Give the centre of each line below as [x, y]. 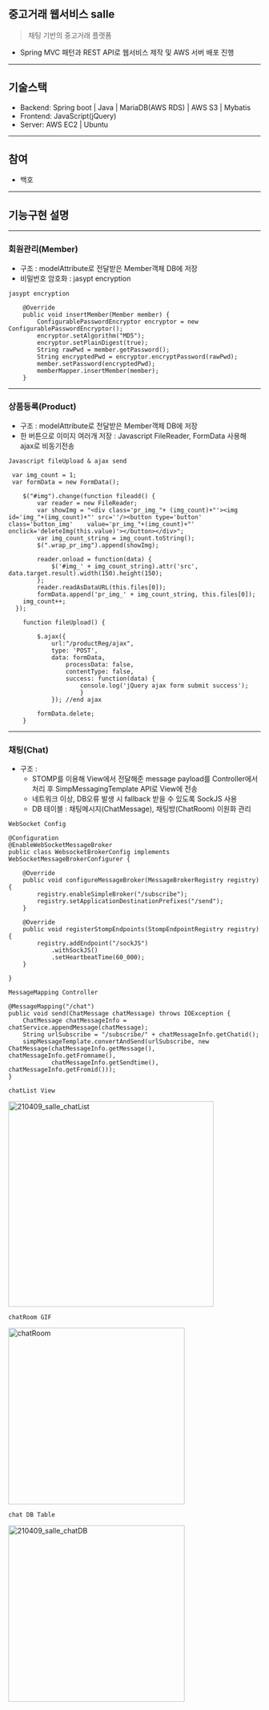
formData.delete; [66, 713]
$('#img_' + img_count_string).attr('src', [124, 566]
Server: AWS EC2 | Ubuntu [64, 124]
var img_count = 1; [44, 475]
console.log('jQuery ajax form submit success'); [164, 685]
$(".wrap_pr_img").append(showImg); [98, 545]
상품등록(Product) [42, 407]
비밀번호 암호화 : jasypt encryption [75, 278]
